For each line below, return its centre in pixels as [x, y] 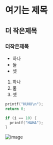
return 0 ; [15, 109]
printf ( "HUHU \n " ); [24, 104]
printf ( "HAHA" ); [26, 123]
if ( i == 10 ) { [21, 118]
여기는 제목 [26, 10]
